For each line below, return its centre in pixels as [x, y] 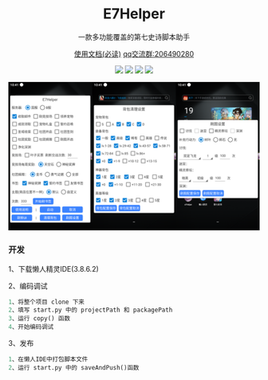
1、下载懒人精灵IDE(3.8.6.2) [54, 268]
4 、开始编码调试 [31, 327]
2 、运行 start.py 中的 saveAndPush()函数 [74, 367]
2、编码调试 [28, 286]
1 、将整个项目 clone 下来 [47, 302]
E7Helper [134, 14]
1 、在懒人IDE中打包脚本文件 [48, 359]
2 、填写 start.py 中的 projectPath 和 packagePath [91, 310]
